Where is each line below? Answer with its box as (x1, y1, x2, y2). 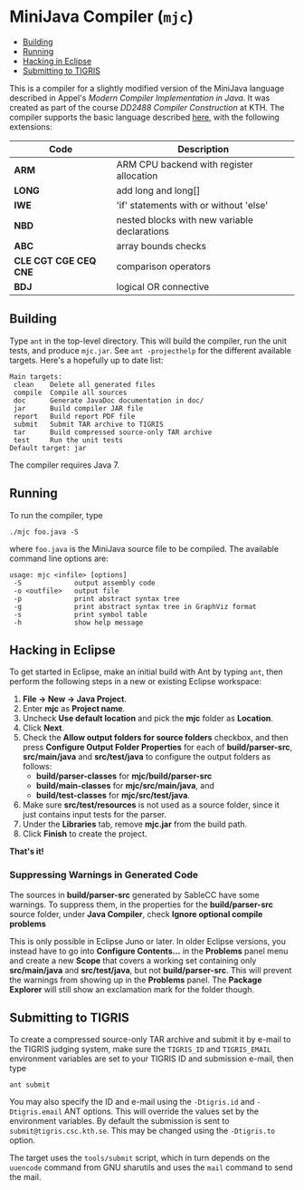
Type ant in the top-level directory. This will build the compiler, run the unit (9, 335, 288, 346)
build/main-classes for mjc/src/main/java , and (35, 780, 214, 791)
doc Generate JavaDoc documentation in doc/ (13, 396, 204, 405)
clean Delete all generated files (13, 380, 156, 389)
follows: (22, 761, 52, 772)
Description (177, 142, 229, 155)
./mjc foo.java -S (9, 527, 79, 537)
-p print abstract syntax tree (13, 594, 180, 604)
